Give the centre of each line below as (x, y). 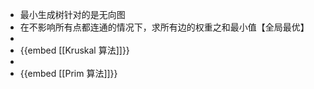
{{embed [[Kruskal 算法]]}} (74, 50)
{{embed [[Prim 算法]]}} (68, 73)
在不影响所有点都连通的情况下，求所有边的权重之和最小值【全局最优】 (164, 27)
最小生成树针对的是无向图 (72, 14)
